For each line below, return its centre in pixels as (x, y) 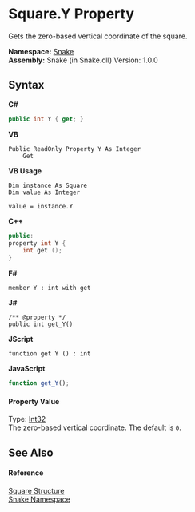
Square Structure (36, 490)
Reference (26, 473)
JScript (21, 339)
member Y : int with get (50, 288)
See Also (31, 452)
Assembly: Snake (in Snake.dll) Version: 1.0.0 (83, 60)
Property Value (34, 401)
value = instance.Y (41, 206)
